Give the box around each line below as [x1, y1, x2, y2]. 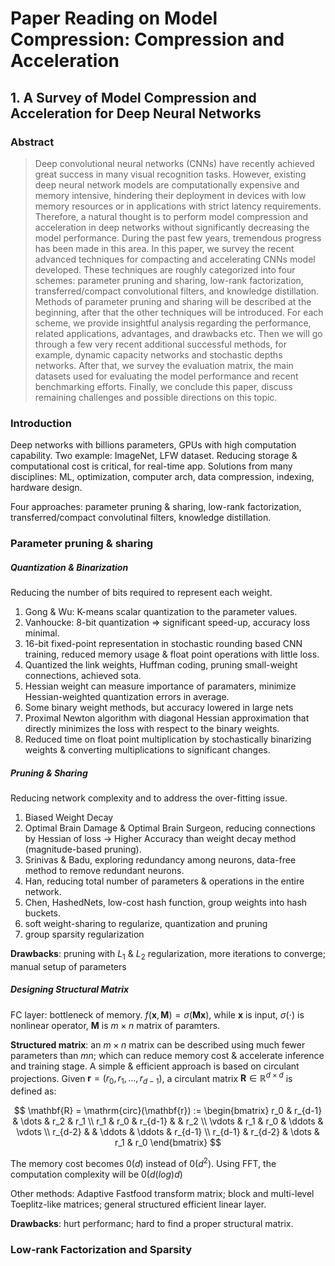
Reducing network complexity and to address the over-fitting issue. [10, 792, 288, 804]
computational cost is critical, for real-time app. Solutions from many [10, 460, 293, 472]
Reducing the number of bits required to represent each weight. [10, 587, 273, 599]
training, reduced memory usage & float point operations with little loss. [24, 648, 320, 661]
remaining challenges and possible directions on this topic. [34, 391, 278, 403]
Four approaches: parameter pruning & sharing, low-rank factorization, [10, 501, 302, 513]
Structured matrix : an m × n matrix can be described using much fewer [10, 1038, 306, 1051]
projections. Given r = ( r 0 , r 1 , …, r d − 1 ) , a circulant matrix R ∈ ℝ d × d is [10, 1070, 293, 1087]
